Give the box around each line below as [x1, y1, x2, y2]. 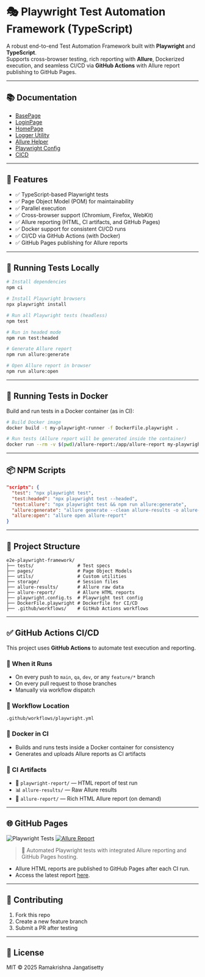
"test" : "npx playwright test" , [12, 490, 95, 496]
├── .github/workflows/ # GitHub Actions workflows [6, 605, 149, 612]
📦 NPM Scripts [6, 465, 66, 475]
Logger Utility [15, 131, 50, 138]
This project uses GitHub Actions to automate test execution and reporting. [6, 644, 196, 651]
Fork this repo [15, 911, 51, 918]
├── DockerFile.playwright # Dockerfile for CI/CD [6, 600, 138, 606]
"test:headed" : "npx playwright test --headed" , [12, 495, 138, 502]
